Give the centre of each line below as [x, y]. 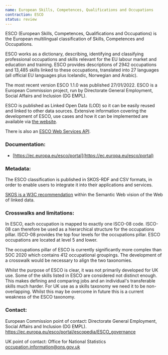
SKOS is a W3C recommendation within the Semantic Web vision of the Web [84, 194]
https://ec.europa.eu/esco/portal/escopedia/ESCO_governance [70, 332]
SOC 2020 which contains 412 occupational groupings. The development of [83, 255]
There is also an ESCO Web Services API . [48, 131]
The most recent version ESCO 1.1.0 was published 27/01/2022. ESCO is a [81, 85]
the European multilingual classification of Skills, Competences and [75, 39]
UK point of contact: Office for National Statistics [56, 341]
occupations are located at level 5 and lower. [51, 240]
